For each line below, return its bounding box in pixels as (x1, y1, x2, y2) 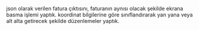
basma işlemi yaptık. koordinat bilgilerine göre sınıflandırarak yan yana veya (6, 11, 193, 18)
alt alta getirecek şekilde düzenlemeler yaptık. (6, 18, 120, 24)
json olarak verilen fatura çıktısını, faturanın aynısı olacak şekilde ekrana (6, 5, 183, 12)
